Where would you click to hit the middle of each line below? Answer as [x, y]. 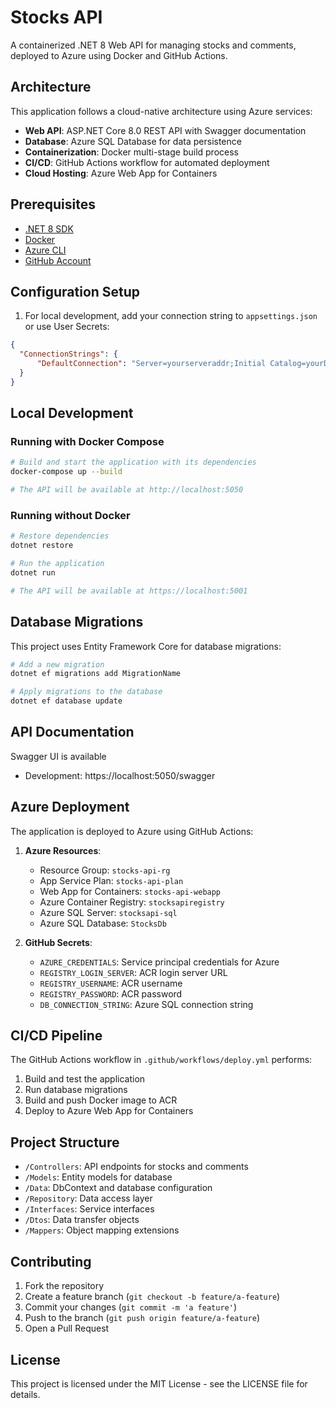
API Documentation [72, 732]
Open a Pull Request [67, 1328]
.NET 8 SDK [49, 228]
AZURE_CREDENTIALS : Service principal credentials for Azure [159, 962]
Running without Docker [70, 515]
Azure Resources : [63, 850]
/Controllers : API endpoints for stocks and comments [136, 1167]
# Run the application [57, 564]
